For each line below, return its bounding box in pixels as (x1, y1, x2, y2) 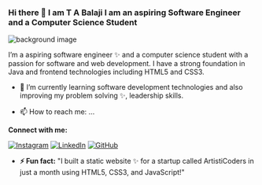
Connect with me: (8, 125, 68, 135)
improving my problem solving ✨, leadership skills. (19, 91, 184, 101)
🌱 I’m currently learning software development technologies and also (19, 83, 243, 92)
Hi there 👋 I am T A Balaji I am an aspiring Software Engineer (8, 7, 242, 18)
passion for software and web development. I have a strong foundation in (8, 59, 245, 68)
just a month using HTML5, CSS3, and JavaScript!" (19, 168, 185, 177)
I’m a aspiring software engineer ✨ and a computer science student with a (8, 50, 249, 60)
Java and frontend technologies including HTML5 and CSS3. (8, 67, 205, 77)
